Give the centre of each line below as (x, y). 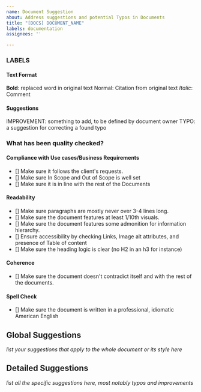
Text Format (22, 74)
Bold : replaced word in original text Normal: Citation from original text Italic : (100, 88)
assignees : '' (24, 34)
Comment (19, 94)
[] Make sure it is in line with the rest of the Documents (82, 184)
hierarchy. (27, 230)
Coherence (20, 263)
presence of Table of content (51, 243)
